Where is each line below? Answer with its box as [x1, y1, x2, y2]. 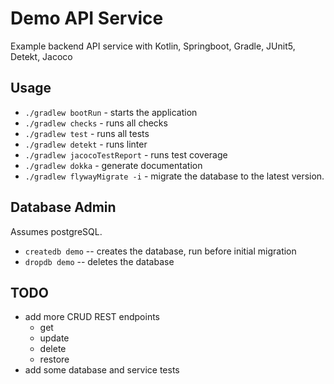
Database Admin [10, 199, 117, 216]
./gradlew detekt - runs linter [24, 138, 148, 150]
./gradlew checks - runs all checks [24, 117, 168, 129]
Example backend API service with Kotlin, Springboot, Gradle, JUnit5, [10, 40, 296, 52]
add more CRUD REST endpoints [24, 311, 161, 323]
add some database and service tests [24, 364, 180, 376]
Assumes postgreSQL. [10, 225, 103, 237]
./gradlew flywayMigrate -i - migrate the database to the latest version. [24, 170, 325, 182]
